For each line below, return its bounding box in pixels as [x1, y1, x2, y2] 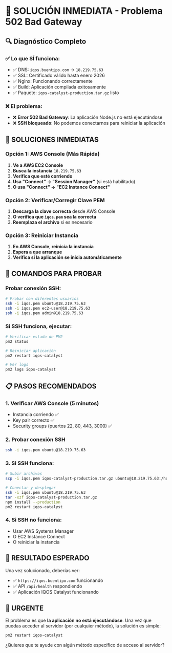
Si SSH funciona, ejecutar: [5, 322, 72, 330]
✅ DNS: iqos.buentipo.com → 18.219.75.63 [12, 67, 104, 73]
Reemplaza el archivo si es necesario [12, 219, 93, 225]
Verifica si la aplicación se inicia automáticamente [12, 254, 122, 260]
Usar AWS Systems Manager [12, 528, 74, 534]
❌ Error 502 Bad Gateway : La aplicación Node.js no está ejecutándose [12, 114, 163, 120]
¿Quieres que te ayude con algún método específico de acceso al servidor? [5, 642, 165, 648]
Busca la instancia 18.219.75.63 [12, 167, 82, 173]
